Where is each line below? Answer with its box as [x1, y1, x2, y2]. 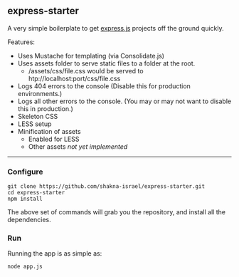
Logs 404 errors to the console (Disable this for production [17, 81, 191, 90]
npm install [7, 195, 43, 203]
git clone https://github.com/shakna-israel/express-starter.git [7, 183, 205, 190]
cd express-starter [7, 189, 65, 197]
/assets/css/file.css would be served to [28, 66, 144, 75]
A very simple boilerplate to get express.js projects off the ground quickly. [7, 23, 224, 32]
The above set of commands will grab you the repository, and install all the [7, 208, 226, 216]
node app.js [7, 263, 43, 271]
